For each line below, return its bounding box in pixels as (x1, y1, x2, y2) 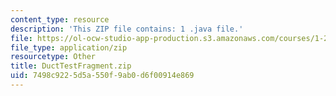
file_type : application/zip (10, 42, 128, 53)
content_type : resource (10, 14, 110, 25)
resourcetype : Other (10, 52, 97, 62)
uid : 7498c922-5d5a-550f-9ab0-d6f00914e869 (10, 71, 195, 81)
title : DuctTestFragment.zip (10, 61, 132, 71)
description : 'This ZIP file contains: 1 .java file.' (10, 24, 244, 34)
